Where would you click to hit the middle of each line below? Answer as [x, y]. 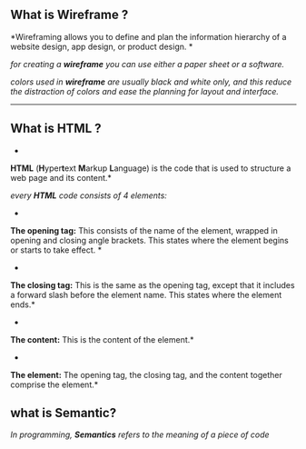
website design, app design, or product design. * [102, 46]
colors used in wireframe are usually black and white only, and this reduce [151, 82]
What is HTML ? [56, 129]
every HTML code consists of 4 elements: [89, 195]
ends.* [23, 304]
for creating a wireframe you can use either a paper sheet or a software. [148, 64]
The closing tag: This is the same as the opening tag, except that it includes [153, 284]
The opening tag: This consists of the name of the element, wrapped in [144, 230]
